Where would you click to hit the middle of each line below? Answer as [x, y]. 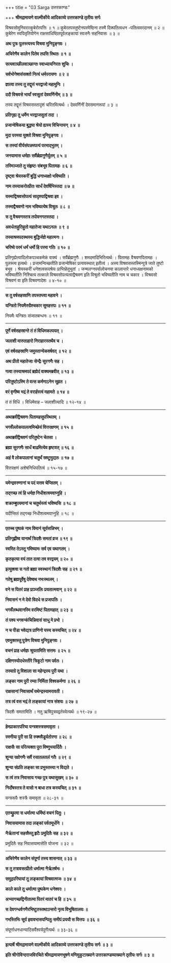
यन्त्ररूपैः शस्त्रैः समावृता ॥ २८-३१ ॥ [34, 798]
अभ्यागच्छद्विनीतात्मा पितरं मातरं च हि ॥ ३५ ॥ [40, 899]
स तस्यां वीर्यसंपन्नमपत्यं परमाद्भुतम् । [34, 145]
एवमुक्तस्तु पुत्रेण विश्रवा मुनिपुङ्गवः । [34, 640]
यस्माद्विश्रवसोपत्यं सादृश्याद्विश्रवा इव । [34, 196]
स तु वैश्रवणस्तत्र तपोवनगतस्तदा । [32, 217]
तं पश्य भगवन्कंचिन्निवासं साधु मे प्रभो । [35, 620]
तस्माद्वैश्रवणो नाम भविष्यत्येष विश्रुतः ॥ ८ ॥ [38, 207]
